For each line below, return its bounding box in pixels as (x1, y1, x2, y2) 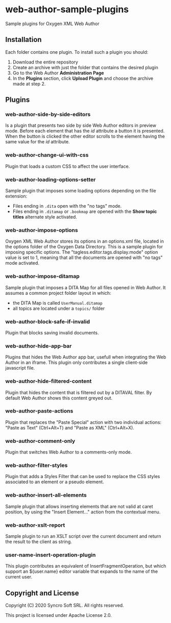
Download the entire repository (12, 59, 78, 65)
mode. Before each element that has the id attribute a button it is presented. (5, 128, 165, 134)
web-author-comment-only (5, 437, 76, 444)
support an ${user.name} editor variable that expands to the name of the (5, 568, 158, 574)
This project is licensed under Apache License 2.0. (5, 612, 112, 618)
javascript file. (5, 365, 35, 371)
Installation (5, 35, 42, 44)
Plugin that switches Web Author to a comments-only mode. (5, 449, 132, 455)
